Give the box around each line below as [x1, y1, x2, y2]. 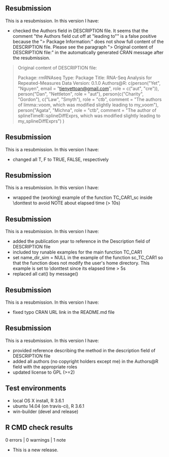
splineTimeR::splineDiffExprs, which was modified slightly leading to [17, 112, 161, 119]
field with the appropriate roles [12, 363, 77, 370]
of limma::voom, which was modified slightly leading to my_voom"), [17, 102, 159, 108]
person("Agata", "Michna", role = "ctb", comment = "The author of [17, 107, 157, 113]
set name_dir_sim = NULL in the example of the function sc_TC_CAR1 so [12, 255, 163, 261]
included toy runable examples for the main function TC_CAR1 [12, 249, 143, 255]
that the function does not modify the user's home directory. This [12, 260, 150, 266]
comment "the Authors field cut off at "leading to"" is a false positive [12, 33, 157, 39]
